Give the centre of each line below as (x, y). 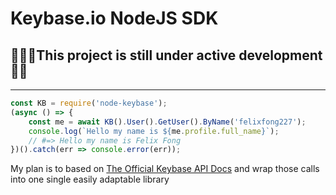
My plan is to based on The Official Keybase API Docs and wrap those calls (165, 169)
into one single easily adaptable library (90, 179)
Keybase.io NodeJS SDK (114, 18)
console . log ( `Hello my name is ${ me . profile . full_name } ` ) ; (154, 131)
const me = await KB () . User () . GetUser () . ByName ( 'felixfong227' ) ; (167, 122)
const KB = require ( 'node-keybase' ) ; (89, 103)
